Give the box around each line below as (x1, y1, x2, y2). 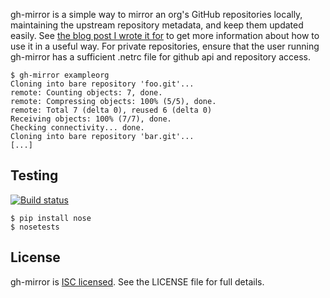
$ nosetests (10, 222, 60, 232)
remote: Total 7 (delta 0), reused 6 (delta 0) (10, 105, 213, 115)
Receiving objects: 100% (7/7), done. (10, 114, 172, 124)
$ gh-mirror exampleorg (10, 70, 110, 80)
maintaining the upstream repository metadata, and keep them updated (10, 19, 304, 31)
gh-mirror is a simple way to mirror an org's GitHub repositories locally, (10, 9, 303, 20)
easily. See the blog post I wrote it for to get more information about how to (10, 30, 320, 41)
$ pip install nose (10, 213, 92, 223)
